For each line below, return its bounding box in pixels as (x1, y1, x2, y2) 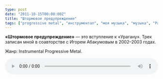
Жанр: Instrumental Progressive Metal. (5, 48, 82, 54)
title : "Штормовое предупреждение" (5, 16, 77, 21)
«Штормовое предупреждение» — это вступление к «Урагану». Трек (5, 34, 152, 40)
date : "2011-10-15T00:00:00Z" (5, 12, 66, 16)
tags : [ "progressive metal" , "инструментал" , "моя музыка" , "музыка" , (5, 20, 151, 26)
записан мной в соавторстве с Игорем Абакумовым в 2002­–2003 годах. (5, 39, 156, 45)
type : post (5, 7, 27, 12)
